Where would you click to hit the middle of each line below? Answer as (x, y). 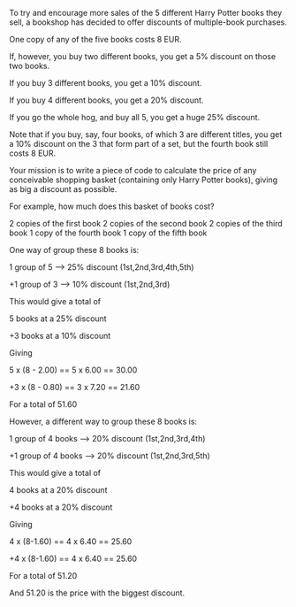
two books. (30, 66)
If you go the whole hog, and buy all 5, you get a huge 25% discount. (135, 117)
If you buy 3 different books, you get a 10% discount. (106, 83)
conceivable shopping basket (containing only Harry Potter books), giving (144, 180)
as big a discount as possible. (63, 189)
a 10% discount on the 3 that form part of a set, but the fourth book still (139, 144)
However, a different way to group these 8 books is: (103, 421)
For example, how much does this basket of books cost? (112, 206)
